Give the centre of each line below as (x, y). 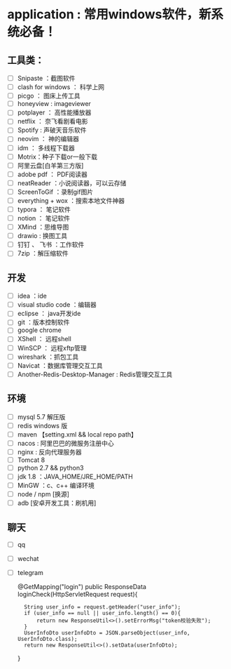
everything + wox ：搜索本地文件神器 (71, 200)
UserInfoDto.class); (47, 640)
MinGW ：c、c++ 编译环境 (56, 486)
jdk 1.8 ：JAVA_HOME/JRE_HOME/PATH (75, 477)
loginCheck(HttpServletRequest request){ (77, 595)
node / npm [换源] (43, 494)
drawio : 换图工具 (42, 236)
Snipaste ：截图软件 (46, 78)
